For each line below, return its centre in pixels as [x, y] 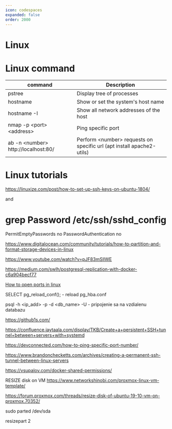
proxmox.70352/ [23, 401]
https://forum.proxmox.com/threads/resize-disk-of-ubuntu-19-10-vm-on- [83, 396]
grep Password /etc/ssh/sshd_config [86, 220]
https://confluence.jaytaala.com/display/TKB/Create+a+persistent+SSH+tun [86, 330]
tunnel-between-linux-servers [37, 361]
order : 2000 [18, 19]
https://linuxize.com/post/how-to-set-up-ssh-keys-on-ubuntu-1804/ [78, 189]
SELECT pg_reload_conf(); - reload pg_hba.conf [56, 295]
